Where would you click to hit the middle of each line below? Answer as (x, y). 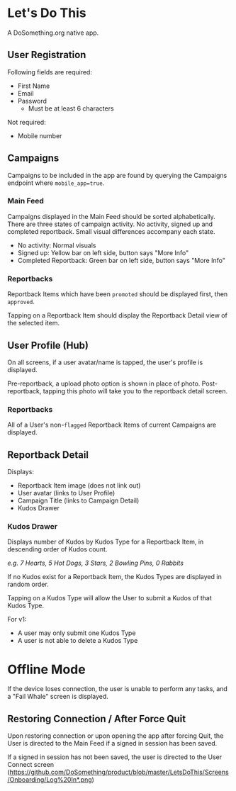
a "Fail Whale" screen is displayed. (58, 697)
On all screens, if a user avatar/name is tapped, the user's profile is (105, 362)
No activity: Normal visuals (57, 245)
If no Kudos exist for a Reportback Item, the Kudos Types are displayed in (114, 577)
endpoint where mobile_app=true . (56, 183)
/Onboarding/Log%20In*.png (50, 780)
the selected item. (34, 323)
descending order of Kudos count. (57, 549)
